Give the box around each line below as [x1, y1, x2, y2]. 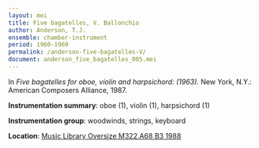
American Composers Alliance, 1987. [8, 85, 128, 94]
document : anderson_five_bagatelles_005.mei [8, 56, 157, 64]
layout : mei [8, 11, 47, 20]
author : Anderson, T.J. [8, 26, 87, 34]
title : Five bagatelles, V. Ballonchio [8, 19, 140, 27]
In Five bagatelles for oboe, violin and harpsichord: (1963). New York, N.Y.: [8, 76, 253, 87]
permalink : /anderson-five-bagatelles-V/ [8, 48, 147, 56]
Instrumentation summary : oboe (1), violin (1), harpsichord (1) [8, 100, 211, 110]
